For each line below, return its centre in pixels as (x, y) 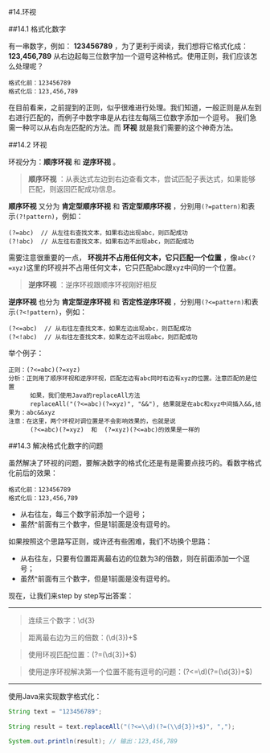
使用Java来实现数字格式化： (55, 696)
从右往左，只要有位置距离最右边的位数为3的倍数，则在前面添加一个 (131, 559)
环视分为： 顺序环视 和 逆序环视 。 (64, 162)
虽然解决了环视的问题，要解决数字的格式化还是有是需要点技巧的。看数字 (128, 463)
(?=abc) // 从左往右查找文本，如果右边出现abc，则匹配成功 (98, 233)
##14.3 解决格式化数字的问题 (56, 446)
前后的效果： (36, 473)
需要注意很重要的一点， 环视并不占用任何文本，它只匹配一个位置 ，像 (123, 257)
